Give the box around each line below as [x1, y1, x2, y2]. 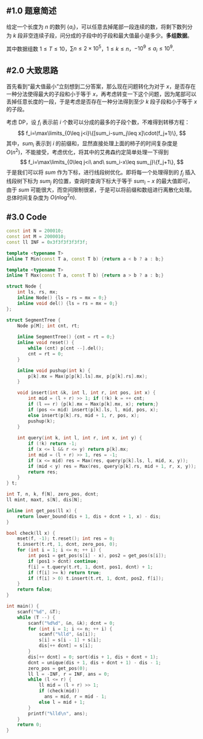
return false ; [17, 586, 53, 593]
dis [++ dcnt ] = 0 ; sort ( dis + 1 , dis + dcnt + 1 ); [28, 654, 159, 660]
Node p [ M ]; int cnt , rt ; [17, 323, 80, 329]
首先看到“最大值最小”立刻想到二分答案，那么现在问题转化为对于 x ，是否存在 [6, 83, 196, 90]
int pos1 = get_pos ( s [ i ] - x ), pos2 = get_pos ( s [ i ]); [28, 552, 167, 559]
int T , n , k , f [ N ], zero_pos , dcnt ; [6, 491, 99, 497]
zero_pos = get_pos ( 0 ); [28, 665, 88, 672]
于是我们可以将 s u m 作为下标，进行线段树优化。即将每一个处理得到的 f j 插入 [6, 169, 196, 177]
